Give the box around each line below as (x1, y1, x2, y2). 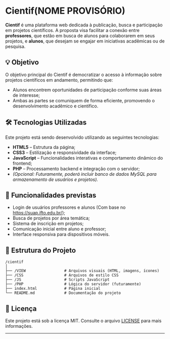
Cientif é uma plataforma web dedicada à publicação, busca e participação (5, 22, 163, 28)
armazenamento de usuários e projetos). (12, 176, 99, 182)
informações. (5, 323, 33, 329)
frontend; (12, 160, 32, 166)
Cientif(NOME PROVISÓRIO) (5, 5, 125, 17)
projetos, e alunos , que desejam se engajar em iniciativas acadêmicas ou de (5, 38, 165, 44)
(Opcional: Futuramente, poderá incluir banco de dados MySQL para (12, 171, 157, 177)
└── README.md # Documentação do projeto (5, 290, 121, 296)
